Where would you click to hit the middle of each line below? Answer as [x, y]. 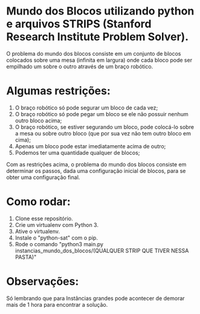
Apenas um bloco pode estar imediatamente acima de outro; [90, 146]
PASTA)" [26, 257]
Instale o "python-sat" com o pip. [56, 238]
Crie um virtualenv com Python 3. [56, 224]
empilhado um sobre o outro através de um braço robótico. [80, 66]
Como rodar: [38, 202]
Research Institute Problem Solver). [98, 37]
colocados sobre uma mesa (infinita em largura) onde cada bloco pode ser [99, 60]
